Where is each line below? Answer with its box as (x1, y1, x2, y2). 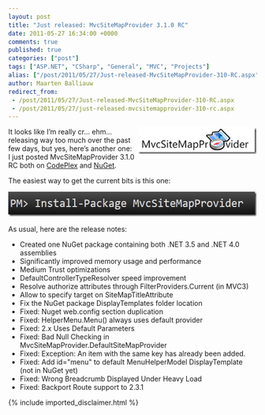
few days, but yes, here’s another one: (8, 144, 132, 153)
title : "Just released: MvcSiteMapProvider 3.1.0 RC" (8, 21, 189, 29)
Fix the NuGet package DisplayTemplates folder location (19, 299, 203, 308)
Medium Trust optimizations (19, 265, 110, 274)
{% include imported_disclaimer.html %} (8, 398, 140, 407)
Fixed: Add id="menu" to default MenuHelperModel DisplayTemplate (19, 357, 243, 367)
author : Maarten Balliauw (8, 79, 93, 87)
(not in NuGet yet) (19, 366, 79, 375)
